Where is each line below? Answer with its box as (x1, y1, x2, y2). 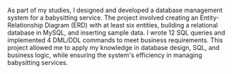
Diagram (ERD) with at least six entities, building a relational (45, 21, 218, 29)
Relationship (7, 21, 44, 29)
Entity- (199, 13, 219, 22)
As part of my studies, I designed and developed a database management (7, 6, 223, 14)
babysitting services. (7, 58, 69, 66)
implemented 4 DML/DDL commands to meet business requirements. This (7, 36, 224, 44)
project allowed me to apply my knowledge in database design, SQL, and (7, 44, 220, 51)
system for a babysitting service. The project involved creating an (7, 13, 199, 22)
